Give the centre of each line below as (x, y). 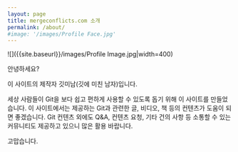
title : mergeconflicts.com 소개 (54, 21)
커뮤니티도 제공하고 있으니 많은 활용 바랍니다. (70, 126)
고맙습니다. (23, 141)
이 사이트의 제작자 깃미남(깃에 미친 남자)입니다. (72, 84)
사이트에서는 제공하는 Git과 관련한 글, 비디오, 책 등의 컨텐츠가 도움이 (130, 108)
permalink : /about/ (36, 27)
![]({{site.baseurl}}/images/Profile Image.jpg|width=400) (90, 54)
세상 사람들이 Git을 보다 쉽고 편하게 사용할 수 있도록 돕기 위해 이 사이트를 (108, 99)
